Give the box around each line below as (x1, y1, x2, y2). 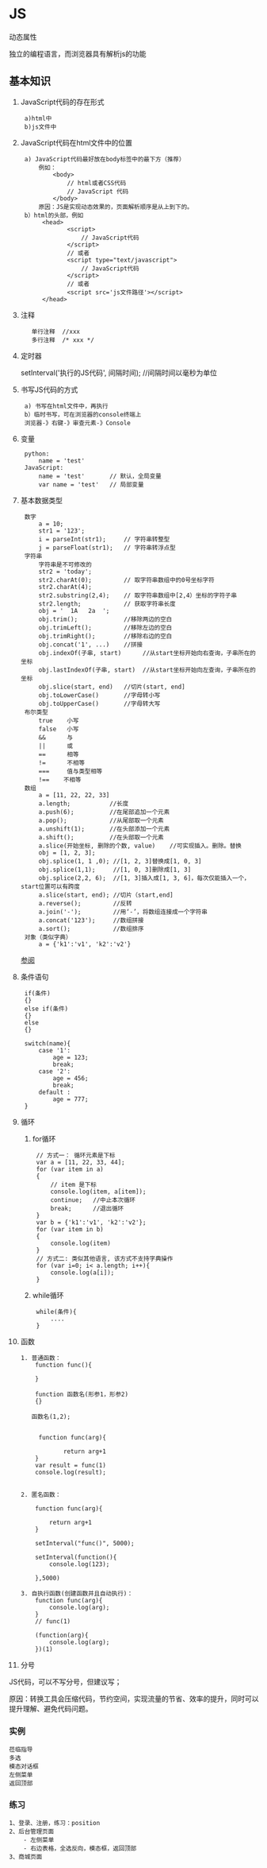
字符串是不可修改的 (38, 560, 92, 568)
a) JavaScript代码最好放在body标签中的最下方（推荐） (24, 155, 185, 163)
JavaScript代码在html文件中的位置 (20, 138, 133, 147)
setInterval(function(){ (35, 1553, 117, 1561)
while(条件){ (36, 1308, 77, 1316)
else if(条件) (24, 1005, 69, 1013)
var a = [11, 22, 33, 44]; (36, 1158, 125, 1166)
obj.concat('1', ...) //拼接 (38, 641, 143, 649)
